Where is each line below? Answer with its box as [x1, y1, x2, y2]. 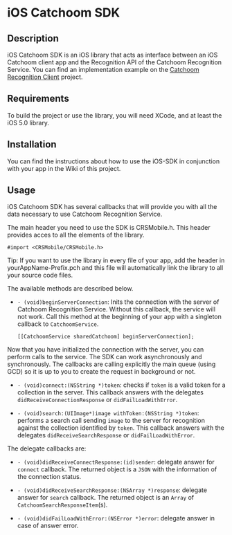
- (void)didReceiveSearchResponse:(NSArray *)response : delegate [17, 486, 208, 494]
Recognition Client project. [7, 73, 83, 81]
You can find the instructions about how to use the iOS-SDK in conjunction [7, 157, 220, 165]
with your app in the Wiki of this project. [7, 164, 121, 172]
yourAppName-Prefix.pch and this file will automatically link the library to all [7, 264, 224, 272]
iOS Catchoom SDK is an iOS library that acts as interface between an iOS [7, 51, 218, 59]
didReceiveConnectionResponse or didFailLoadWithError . [17, 396, 178, 404]
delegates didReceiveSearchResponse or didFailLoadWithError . [17, 431, 195, 439]
